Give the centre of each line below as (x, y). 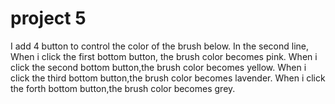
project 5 (48, 18)
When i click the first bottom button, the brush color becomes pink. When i (164, 56)
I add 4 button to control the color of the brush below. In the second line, (159, 46)
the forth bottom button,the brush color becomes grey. (123, 88)
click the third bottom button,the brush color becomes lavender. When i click (168, 78)
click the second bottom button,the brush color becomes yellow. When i (158, 67)
